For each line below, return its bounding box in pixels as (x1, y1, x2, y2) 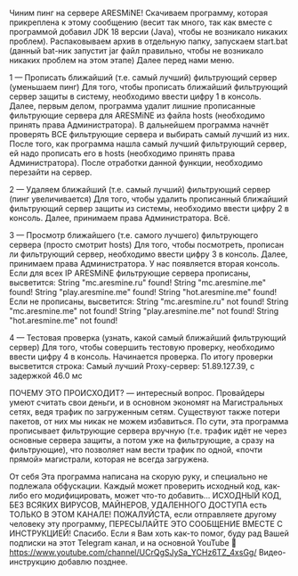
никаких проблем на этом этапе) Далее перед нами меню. (9, 55, 235, 65)
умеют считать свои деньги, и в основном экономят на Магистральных (9, 397, 284, 407)
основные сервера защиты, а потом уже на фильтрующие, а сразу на (9, 435, 275, 445)
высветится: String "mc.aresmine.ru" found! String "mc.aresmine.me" (9, 277, 267, 288)
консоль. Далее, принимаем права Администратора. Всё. (9, 213, 231, 223)
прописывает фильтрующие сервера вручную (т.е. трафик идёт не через (9, 425, 287, 436)
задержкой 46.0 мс (9, 370, 83, 381)
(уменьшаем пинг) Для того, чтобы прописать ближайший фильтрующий (9, 82, 288, 92)
